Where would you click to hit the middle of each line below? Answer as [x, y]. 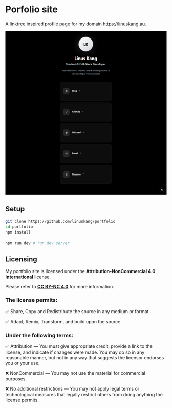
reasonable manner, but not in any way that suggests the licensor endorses [85, 357]
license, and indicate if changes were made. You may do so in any [75, 352]
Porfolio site [31, 9]
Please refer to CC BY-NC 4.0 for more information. [60, 287]
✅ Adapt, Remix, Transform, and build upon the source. [63, 321]
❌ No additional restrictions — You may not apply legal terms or [72, 389]
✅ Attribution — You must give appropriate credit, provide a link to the [79, 346]
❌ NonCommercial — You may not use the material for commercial [76, 373]
